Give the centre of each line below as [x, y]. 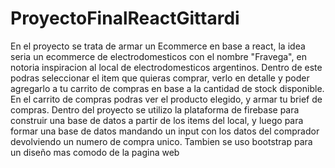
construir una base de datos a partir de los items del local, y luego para [157, 120]
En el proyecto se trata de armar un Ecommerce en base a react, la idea [158, 46]
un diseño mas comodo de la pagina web [95, 152]
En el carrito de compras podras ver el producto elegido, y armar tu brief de [166, 99]
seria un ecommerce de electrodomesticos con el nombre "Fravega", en [158, 56]
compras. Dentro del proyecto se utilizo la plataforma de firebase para [155, 109]
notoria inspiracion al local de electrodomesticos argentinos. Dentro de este [166, 67]
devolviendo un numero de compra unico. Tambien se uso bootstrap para [161, 141]
